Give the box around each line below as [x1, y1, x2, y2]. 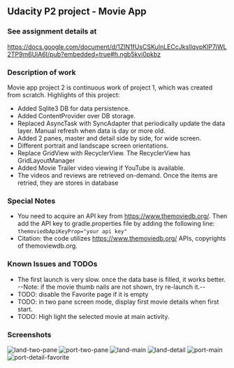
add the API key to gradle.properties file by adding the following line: [17, 220, 215, 228]
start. [17, 304, 33, 313]
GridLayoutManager [17, 156, 75, 164]
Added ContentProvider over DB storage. [17, 111, 136, 120]
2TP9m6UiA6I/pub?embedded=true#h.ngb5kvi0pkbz [7, 50, 161, 58]
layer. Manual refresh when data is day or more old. [17, 126, 166, 135]
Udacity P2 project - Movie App [7, 6, 147, 17]
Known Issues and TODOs [7, 259, 98, 269]
